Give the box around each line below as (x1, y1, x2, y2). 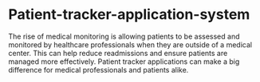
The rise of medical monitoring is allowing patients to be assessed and (8, 32, 240, 41)
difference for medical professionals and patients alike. (8, 65, 189, 74)
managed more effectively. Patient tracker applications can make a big (8, 57, 240, 66)
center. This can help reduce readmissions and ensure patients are (8, 48, 228, 58)
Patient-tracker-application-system (8, 6, 250, 24)
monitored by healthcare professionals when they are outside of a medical (8, 39, 253, 49)
